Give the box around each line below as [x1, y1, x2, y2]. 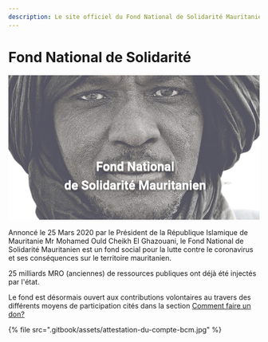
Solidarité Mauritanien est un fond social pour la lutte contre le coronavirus [8, 244, 254, 254]
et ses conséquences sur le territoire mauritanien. [8, 253, 172, 262]
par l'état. [8, 277, 40, 286]
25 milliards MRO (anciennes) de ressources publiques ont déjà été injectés [8, 268, 257, 278]
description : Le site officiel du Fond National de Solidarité [8, 13, 223, 21]
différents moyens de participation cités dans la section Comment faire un [8, 301, 251, 310]
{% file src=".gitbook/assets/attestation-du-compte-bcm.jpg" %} [8, 324, 222, 334]
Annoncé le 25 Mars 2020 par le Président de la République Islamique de [8, 227, 249, 237]
